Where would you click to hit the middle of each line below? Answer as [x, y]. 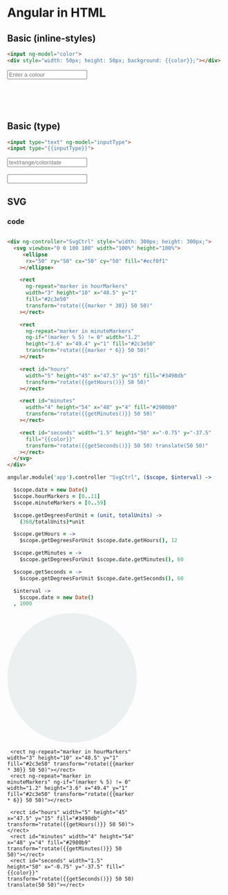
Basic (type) [34, 126]
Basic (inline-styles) [51, 38]
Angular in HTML [57, 13]
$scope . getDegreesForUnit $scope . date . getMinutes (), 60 [102, 560]
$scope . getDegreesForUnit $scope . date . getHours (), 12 [98, 541]
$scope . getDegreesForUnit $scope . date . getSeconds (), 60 [102, 578]
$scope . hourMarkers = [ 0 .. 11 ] [57, 496]
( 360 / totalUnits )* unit [52, 522]
